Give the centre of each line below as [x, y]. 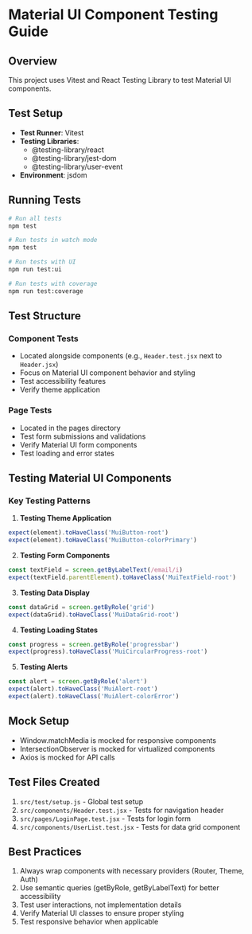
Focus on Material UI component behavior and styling [108, 373]
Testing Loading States [58, 630]
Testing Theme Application [66, 518]
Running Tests [45, 200]
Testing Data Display [54, 592]
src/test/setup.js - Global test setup [81, 801]
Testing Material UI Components [90, 478]
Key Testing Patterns [50, 501]
